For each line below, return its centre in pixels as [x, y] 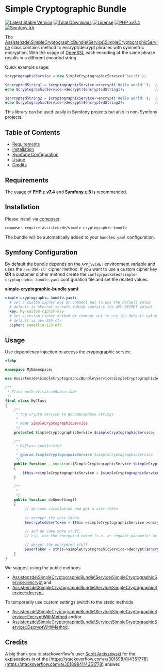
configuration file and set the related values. [105, 280]
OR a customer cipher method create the [46, 274]
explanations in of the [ [28, 659]
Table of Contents [33, 132]
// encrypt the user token [52, 518]
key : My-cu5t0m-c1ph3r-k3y [37, 312]
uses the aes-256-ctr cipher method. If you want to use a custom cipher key [81, 269]
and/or [75, 617]
